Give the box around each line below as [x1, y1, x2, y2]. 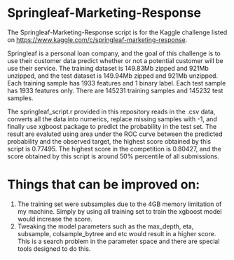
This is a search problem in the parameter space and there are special [17, 237, 220, 245]
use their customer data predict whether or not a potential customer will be [7, 56, 223, 64]
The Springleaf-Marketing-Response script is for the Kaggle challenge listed [7, 28, 228, 36]
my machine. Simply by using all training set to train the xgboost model [17, 207, 222, 215]
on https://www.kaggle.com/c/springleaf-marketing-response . [7, 35, 188, 43]
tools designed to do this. [17, 244, 91, 253]
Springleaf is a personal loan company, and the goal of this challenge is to [7, 49, 221, 57]
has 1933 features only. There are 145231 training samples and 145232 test [7, 86, 223, 95]
